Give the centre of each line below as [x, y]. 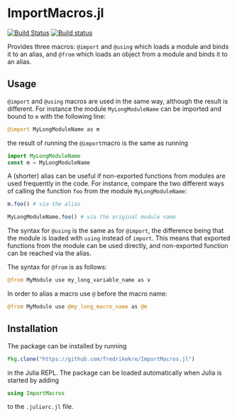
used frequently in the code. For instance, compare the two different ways [116, 183]
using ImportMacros [36, 393]
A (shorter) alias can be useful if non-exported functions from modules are [116, 176]
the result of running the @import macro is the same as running [98, 143]
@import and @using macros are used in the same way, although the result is [118, 101]
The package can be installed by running [67, 345]
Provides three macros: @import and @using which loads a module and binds [118, 46]
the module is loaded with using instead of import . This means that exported [119, 238]
